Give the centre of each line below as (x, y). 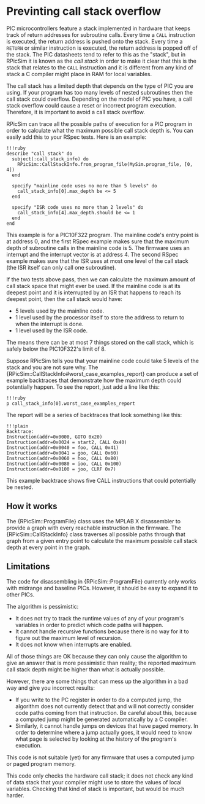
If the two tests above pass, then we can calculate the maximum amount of (101, 279)
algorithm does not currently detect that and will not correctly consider (104, 706)
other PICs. (20, 595)
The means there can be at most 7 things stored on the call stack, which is (100, 342)
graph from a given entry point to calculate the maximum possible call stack (102, 541)
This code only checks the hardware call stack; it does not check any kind (100, 776)
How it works (32, 506)
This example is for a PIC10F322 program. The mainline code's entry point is (102, 235)
